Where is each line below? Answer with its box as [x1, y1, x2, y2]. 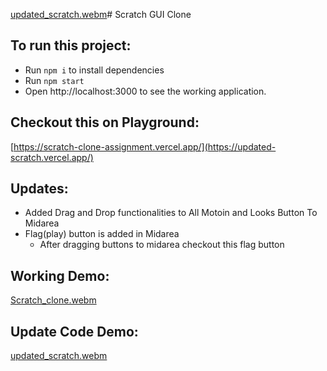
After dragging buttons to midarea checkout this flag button [39, 239, 285, 251]
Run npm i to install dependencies [24, 64, 165, 76]
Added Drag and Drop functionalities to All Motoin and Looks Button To [24, 207, 318, 219]
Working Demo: [10, 267, 110, 284]
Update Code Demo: [10, 323, 139, 340]
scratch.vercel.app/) [10, 151, 94, 163]
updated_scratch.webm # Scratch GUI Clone [10, 9, 192, 20]
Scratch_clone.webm [10, 294, 97, 306]
